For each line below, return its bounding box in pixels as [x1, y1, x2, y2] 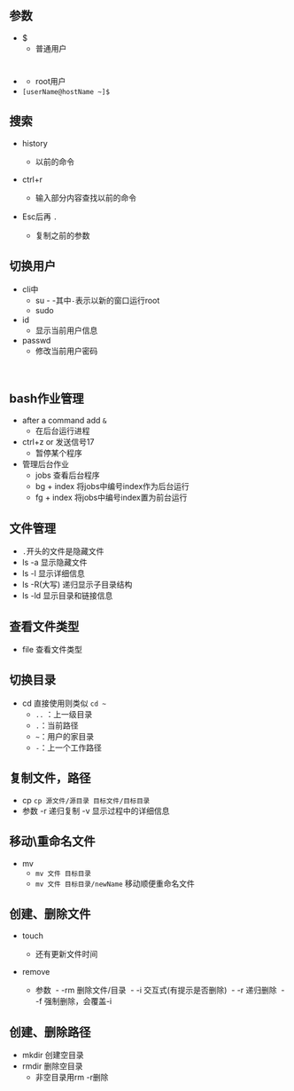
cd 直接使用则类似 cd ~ [21, 698, 106, 708]
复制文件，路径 [9, 771, 91, 786]
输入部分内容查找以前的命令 [35, 192, 137, 202]
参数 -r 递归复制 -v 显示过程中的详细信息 [21, 805, 170, 816]
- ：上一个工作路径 [35, 742, 102, 753]
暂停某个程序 [35, 447, 82, 459]
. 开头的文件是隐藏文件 [21, 546, 104, 557]
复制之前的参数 [35, 230, 90, 241]
